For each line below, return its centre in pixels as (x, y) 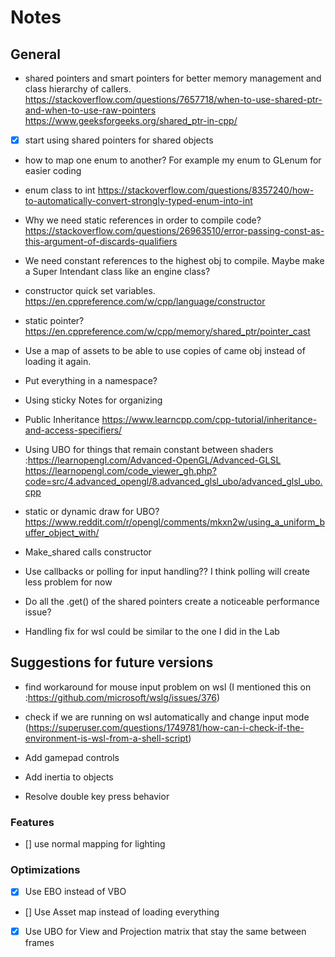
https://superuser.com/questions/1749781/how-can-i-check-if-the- (166, 727)
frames (39, 942)
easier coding (53, 171)
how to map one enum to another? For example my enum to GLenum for (173, 160)
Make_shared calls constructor (88, 552)
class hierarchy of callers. (78, 89)
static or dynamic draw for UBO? (92, 512)
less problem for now (68, 582)
